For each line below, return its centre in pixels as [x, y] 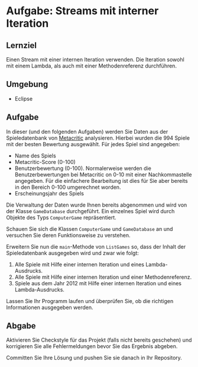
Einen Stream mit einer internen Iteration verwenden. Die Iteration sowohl [95, 59]
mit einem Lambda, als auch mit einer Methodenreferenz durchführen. [92, 66]
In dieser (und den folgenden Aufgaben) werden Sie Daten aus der [87, 131]
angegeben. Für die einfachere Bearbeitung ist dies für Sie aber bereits [101, 181]
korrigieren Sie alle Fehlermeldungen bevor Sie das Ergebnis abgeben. [92, 346]
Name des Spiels [35, 156]
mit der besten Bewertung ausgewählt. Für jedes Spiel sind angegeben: [93, 144]
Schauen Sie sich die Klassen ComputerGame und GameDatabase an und [90, 228]
